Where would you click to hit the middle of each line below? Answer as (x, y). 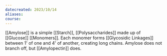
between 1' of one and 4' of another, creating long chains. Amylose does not (83, 43)
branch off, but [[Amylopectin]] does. (43, 48)
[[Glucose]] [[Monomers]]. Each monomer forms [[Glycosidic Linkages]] (79, 38)
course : (13, 19)
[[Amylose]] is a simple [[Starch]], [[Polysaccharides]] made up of (73, 33)
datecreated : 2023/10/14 (31, 10)
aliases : (14, 14)
